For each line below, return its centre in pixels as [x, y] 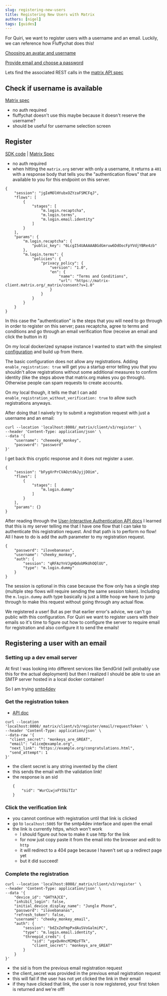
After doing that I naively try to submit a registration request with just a [78, 413]
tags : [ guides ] [21, 24]
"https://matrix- [92, 281]
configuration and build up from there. [44, 352]
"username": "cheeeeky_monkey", [48, 440]
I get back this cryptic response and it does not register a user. [70, 458]
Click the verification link [36, 807]
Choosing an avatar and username [41, 53]
